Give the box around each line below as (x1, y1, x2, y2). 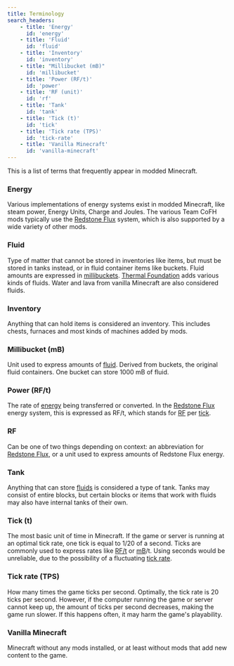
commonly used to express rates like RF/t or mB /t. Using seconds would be (7, 547, 226, 555)
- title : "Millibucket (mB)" (20, 63, 105, 70)
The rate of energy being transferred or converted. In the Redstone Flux (7, 401, 216, 410)
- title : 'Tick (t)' (20, 115, 80, 122)
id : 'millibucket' (25, 69, 80, 76)
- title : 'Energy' (20, 23, 74, 30)
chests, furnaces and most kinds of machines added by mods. (7, 327, 188, 335)
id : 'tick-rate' (25, 134, 74, 141)
